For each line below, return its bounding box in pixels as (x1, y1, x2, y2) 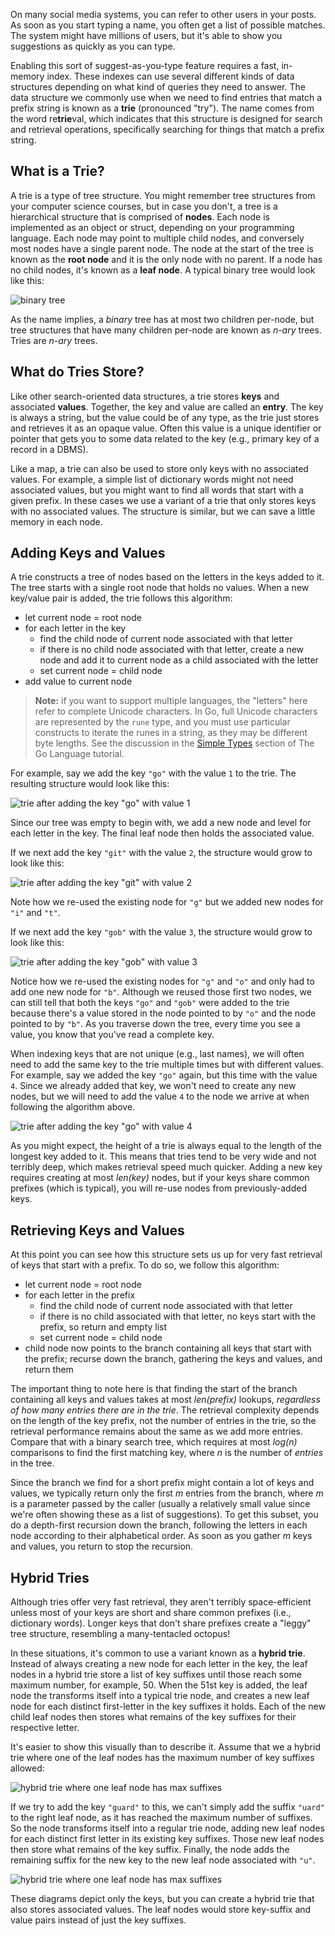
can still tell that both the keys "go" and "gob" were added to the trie (10, 997, 290, 1009)
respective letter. (10, 1722, 80, 1734)
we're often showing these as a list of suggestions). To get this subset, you (10, 1509, 319, 1521)
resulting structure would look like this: (10, 778, 170, 790)
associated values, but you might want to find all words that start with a (10, 484, 304, 496)
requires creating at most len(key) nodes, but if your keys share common (10, 1172, 310, 1184)
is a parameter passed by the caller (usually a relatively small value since (10, 1498, 311, 1510)
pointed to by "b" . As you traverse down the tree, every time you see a (10, 1018, 301, 1030)
